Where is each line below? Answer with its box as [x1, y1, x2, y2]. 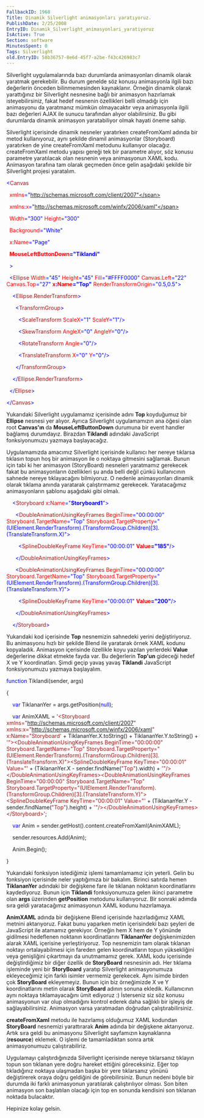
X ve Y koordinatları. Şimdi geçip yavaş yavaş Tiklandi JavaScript [6, 659, 172, 666]
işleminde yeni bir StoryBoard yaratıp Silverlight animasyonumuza [6, 965, 173, 973]
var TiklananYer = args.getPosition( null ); [12, 701, 114, 708]
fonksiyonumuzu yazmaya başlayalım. [6, 665, 102, 673]
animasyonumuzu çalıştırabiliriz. [6, 1042, 87, 1050]
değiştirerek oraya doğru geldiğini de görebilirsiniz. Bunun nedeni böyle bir [6, 1073, 194, 1081]
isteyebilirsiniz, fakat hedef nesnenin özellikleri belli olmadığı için [6, 97, 169, 104]
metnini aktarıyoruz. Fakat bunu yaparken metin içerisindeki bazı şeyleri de [6, 920, 195, 927]
